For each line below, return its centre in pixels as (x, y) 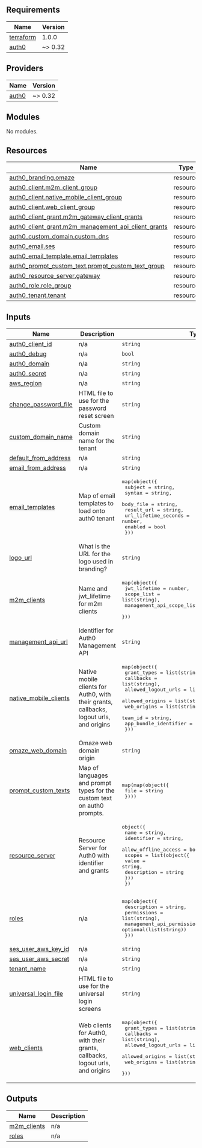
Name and (93, 588)
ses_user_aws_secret (39, 959)
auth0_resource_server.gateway (55, 276)
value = (135, 861)
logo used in (96, 562)
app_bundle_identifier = (159, 724)
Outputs (22, 1099)
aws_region (26, 383)
